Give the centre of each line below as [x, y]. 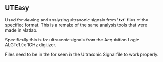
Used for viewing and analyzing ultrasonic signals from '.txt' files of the [77, 20]
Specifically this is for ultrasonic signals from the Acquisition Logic [72, 40]
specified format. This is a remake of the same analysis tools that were [76, 25]
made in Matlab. [21, 30]
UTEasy [17, 8]
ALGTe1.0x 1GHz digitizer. [31, 45]
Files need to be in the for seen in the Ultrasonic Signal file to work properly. [82, 54]
